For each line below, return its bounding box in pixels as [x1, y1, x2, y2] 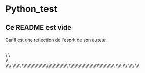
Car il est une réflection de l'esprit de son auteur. [5, 36, 107, 43]
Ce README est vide [5, 23, 72, 32]
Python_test [5, 3, 57, 15]
